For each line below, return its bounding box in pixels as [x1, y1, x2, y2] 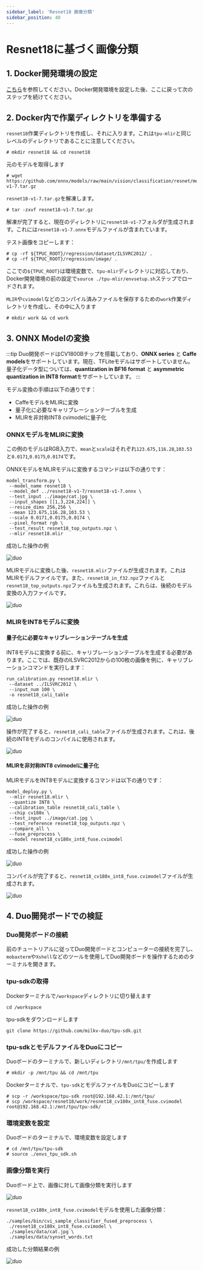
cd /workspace [6, 1004, 42, 1010]
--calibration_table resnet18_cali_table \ [8, 804, 120, 811]
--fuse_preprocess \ [8, 831, 61, 837]
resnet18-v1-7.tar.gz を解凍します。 [6, 195, 97, 202]
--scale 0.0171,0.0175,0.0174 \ [8, 515, 91, 521]
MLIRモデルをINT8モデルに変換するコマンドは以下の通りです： [6, 776, 164, 784]
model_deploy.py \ [6, 788, 53, 795]
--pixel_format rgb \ [8, 520, 63, 527]
